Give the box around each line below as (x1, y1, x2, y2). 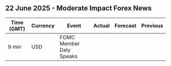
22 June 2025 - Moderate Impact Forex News (5, 4, 152, 13)
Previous (141, 22, 163, 29)
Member (59, 40, 80, 47)
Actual (93, 22, 110, 29)
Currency (31, 22, 55, 29)
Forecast (114, 22, 136, 29)
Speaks (59, 52, 78, 59)
